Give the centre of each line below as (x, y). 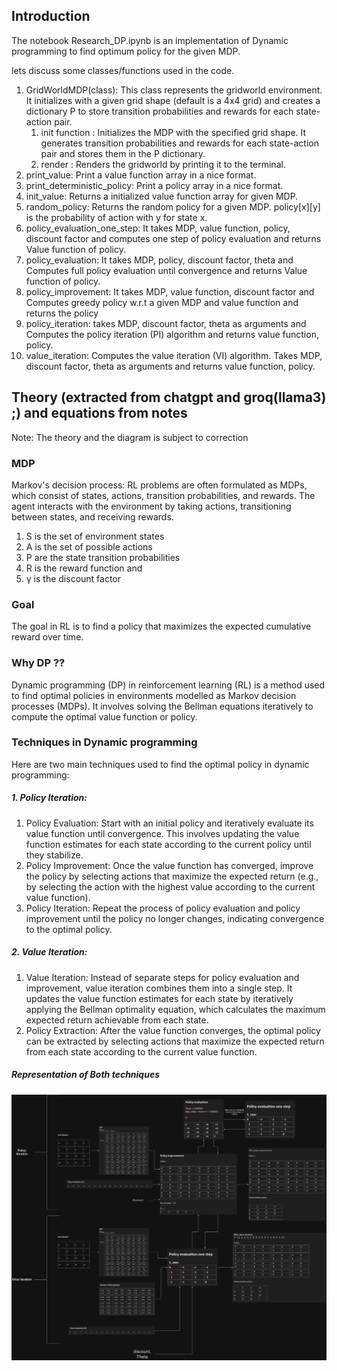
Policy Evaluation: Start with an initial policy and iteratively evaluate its (169, 823)
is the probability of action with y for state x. (116, 217)
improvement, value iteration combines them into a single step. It (159, 988)
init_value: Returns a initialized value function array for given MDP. (162, 196)
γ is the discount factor (73, 578)
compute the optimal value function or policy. (104, 716)
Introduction (51, 16)
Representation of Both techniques (86, 1075)
